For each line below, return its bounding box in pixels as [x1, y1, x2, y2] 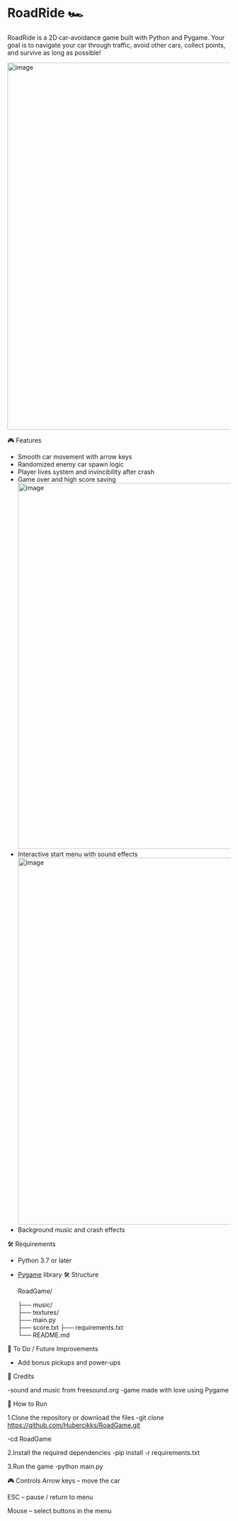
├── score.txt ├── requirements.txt [17, 1323, 124, 1331]
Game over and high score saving [17, 475, 116, 483]
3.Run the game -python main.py [7, 1462, 103, 1471]
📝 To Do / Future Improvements [7, 1344, 98, 1353]
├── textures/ [17, 1308, 59, 1316]
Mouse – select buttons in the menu [7, 1506, 112, 1515]
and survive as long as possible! [7, 48, 101, 57]
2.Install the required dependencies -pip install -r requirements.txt [7, 1448, 200, 1456]
